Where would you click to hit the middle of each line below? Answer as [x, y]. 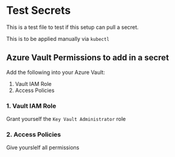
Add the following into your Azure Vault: [56, 72]
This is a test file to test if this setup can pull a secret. [72, 27]
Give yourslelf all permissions [43, 147]
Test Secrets [39, 11]
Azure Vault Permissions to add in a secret [87, 58]
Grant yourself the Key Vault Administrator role [66, 119]
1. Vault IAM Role [31, 106]
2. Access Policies [34, 134]
